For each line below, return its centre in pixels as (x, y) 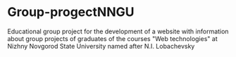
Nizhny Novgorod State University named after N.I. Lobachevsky (101, 46)
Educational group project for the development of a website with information (118, 31)
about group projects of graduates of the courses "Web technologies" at (112, 38)
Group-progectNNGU (71, 12)
